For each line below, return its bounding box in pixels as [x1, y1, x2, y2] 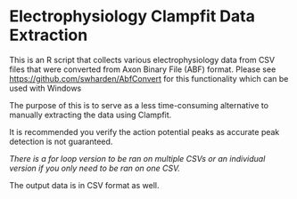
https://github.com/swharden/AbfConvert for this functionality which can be [9, 73, 289, 84]
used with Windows [9, 83, 82, 93]
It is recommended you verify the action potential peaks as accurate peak [9, 126, 280, 137]
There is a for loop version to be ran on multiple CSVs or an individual [9, 153, 266, 163]
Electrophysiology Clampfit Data [9, 6, 256, 27]
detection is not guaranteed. [9, 136, 113, 147]
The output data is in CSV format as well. [9, 179, 160, 190]
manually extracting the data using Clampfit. [9, 109, 172, 120]
